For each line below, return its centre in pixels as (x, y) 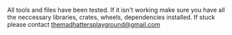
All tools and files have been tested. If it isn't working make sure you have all (116, 10)
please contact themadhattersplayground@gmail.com (84, 24)
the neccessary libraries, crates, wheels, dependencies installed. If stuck (111, 17)
